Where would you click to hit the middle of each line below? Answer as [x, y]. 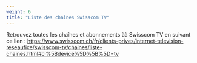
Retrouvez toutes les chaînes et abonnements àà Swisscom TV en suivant [98, 34]
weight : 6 [19, 12]
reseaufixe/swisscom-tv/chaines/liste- [54, 47]
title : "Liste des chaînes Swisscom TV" [58, 17]
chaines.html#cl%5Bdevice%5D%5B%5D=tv [63, 53]
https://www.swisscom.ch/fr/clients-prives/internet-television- [105, 41]
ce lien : [16, 41]
